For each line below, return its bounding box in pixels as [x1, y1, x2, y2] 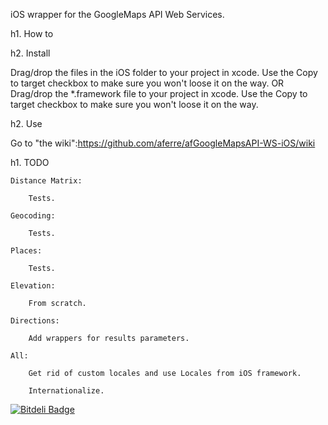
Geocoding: [10, 211, 56, 221]
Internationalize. [28, 386, 105, 396]
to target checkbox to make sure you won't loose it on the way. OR [10, 77, 285, 89]
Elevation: [10, 281, 56, 291]
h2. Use [10, 118, 43, 129]
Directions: [10, 316, 60, 326]
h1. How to [10, 28, 54, 39]
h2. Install [10, 47, 51, 59]
